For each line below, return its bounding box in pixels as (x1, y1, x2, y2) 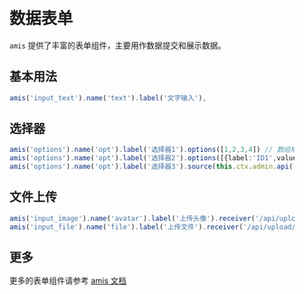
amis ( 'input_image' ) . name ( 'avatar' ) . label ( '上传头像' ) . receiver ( (9, 213, 256, 223)
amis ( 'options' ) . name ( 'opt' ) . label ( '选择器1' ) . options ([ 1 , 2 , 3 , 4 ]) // (9, 146, 273, 155)
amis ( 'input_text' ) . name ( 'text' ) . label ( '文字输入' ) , (9, 93, 207, 102)
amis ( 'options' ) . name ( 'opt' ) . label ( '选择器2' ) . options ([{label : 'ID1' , (9, 154, 278, 163)
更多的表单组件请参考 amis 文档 (9, 275, 127, 286)
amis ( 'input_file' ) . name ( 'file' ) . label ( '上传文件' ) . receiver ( (9, 223, 243, 232)
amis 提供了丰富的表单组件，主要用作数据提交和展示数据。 (9, 40, 226, 51)
